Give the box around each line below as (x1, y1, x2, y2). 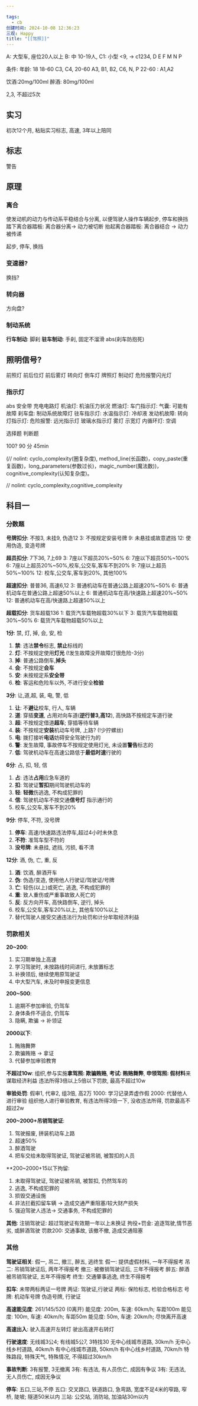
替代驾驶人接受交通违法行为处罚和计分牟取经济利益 (14, 913, 139, 921)
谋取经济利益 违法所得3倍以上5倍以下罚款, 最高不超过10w (6, 1077, 146, 1084)
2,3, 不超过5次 (6, 91, 41, 98)
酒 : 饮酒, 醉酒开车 (14, 869, 57, 876)
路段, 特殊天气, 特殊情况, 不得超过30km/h (11, 1353, 112, 1360)
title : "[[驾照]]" (6, 36, 50, 42)
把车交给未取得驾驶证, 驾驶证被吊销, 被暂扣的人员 (14, 1152, 135, 1159)
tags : (6, 14, 20, 20)
